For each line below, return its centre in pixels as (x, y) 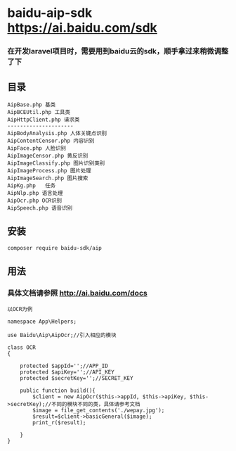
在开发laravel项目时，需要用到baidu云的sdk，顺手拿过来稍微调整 (118, 51)
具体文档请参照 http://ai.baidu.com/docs (77, 293)
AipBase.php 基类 (32, 104)
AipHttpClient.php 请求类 (44, 120)
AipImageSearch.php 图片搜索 (48, 178)
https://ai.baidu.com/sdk (83, 28)
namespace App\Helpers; (42, 322)
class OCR (22, 348)
